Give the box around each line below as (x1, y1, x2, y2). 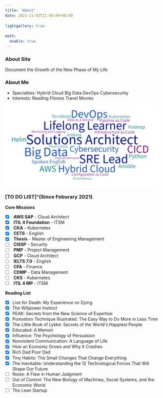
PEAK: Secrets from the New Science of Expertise (12, 311, 113, 317)
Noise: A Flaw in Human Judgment (12, 371, 82, 377)
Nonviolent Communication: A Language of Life (12, 338, 108, 344)
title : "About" (5, 8, 36, 13)
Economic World (12, 382, 45, 388)
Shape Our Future (12, 366, 48, 372)
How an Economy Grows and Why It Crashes (12, 344, 102, 350)
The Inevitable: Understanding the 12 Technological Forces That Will (12, 360, 150, 366)
